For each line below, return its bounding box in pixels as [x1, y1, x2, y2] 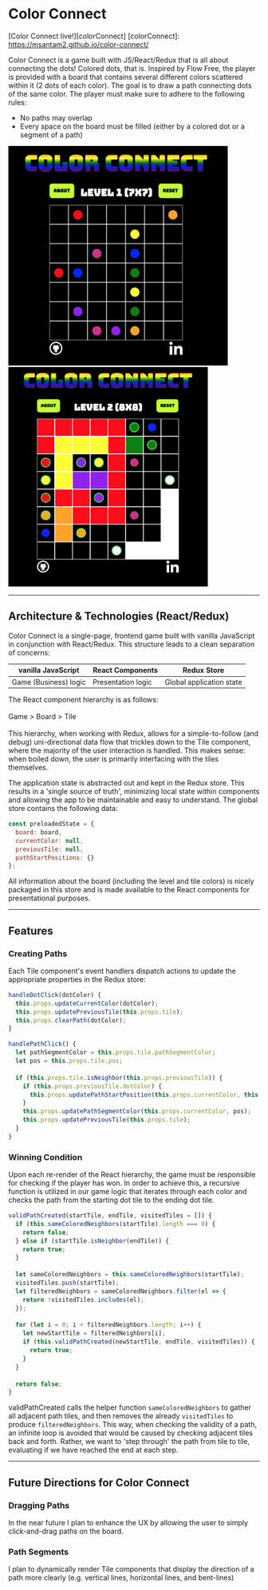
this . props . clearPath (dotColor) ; [15, 1016, 127, 1024]
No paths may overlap [19, 113, 93, 122]
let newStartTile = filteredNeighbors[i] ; [22, 1330, 166, 1338]
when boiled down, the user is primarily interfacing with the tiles [8, 754, 219, 763]
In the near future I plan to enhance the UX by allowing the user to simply [8, 1518, 249, 1528]
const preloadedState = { [8, 820, 94, 828]
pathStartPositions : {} [15, 853, 94, 862]
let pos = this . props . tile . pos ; [15, 1057, 124, 1066]
